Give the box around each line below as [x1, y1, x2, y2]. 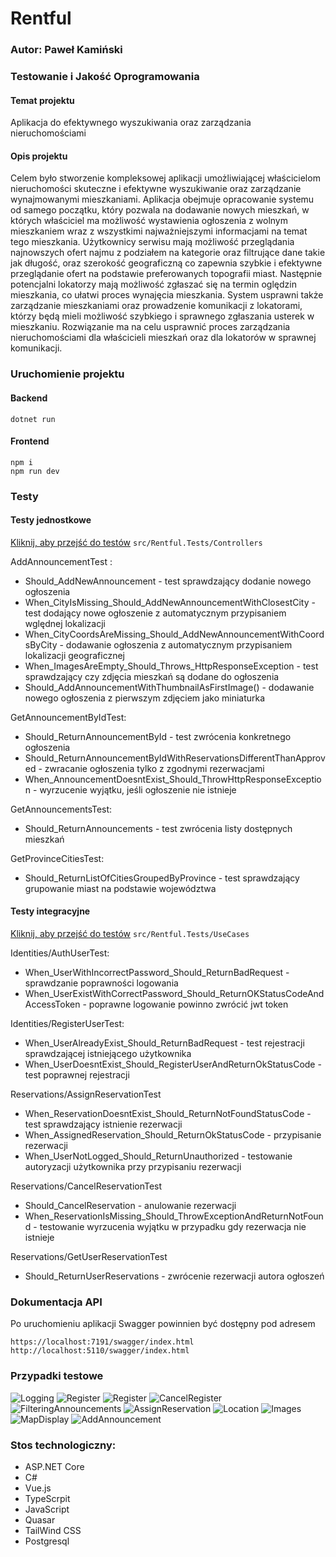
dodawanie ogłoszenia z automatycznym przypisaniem [65, 638, 293, 651]
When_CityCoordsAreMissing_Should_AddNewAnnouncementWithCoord [24, 628, 325, 640]
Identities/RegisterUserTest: [10, 1018, 125, 1030]
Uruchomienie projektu [10, 367, 125, 381]
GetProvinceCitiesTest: [10, 852, 105, 864]
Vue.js [24, 1482, 52, 1494]
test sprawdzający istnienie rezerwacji [24, 1118, 183, 1131]
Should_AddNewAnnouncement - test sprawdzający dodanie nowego [24, 575, 312, 587]
